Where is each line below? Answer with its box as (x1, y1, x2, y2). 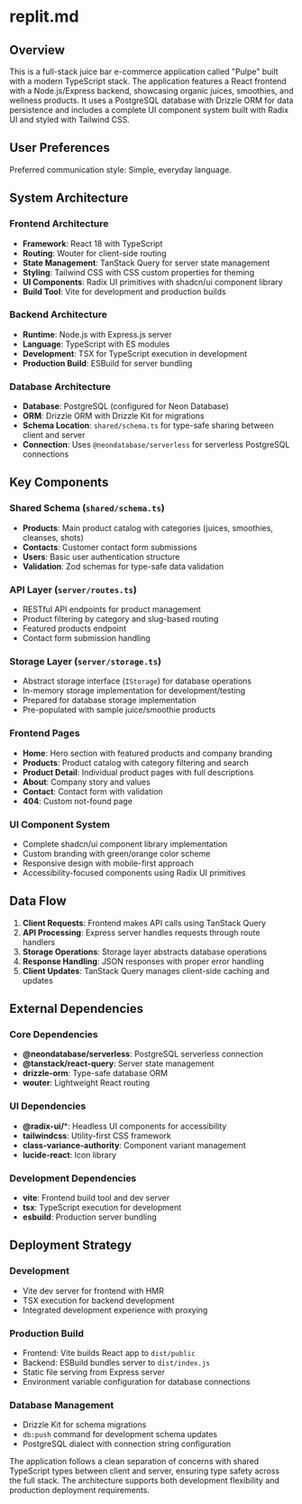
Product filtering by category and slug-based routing (22, 614, 219, 625)
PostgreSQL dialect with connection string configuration (22, 1438, 232, 1450)
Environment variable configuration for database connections (22, 1377, 251, 1388)
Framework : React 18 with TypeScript (22, 237, 163, 249)
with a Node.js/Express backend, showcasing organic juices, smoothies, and (9, 86, 294, 96)
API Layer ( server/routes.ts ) (9, 583, 137, 596)
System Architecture (9, 190, 129, 206)
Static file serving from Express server (22, 1367, 165, 1378)
